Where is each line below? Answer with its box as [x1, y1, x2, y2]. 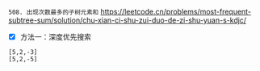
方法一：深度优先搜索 [19, 32, 91, 41]
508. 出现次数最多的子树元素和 [8, 8, 99, 16]
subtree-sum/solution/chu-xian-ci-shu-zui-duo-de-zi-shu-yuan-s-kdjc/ [8, 15, 247, 25]
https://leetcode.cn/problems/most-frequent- [100, 7, 252, 16]
